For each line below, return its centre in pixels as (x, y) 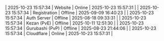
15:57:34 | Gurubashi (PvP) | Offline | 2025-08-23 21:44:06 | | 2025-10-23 (81, 28)
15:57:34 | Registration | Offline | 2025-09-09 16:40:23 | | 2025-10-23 (83, 13)
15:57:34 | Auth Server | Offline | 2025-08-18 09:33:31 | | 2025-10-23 (76, 18)
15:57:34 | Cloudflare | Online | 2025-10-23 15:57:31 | (59, 33)
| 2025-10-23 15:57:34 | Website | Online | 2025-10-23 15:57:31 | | (72, 8)
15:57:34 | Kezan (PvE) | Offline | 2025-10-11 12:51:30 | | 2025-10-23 (75, 23)
